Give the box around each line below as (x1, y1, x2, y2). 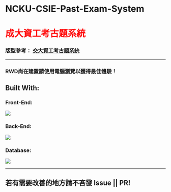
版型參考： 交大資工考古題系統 (5, 47, 80, 54)
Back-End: (5, 123, 32, 130)
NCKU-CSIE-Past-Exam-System (5, 3, 145, 15)
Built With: (5, 83, 40, 92)
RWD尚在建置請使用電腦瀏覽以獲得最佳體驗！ (5, 68, 117, 75)
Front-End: (5, 99, 33, 106)
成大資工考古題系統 (5, 28, 86, 40)
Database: (5, 147, 32, 154)
